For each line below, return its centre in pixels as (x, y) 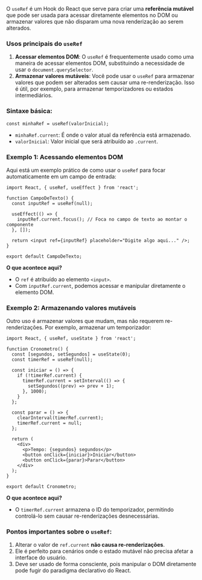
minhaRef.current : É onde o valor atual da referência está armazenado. (103, 135)
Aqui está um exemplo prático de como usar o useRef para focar (86, 170)
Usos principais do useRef (44, 44)
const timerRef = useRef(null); (52, 360)
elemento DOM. (34, 292)
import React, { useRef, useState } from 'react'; (71, 339)
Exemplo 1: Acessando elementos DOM (65, 157)
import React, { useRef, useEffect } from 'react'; (72, 187)
